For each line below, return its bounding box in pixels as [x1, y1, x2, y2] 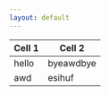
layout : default [9, 13, 70, 22]
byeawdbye [47, 57, 97, 69]
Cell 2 [59, 41, 85, 54]
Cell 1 [13, 41, 39, 54]
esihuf [47, 71, 74, 83]
